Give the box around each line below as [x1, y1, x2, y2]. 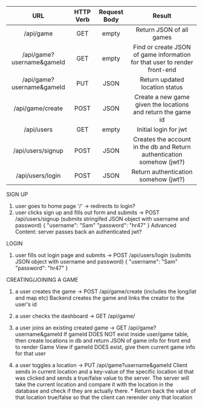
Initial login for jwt [137, 125, 187, 134]
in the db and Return [133, 143, 192, 151]
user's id [14, 301, 37, 308]
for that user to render [130, 58, 193, 66]
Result [152, 11, 172, 20]
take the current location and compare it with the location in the [14, 381, 173, 388]
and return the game [132, 108, 192, 116]
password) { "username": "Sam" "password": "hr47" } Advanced [14, 222, 177, 229]
